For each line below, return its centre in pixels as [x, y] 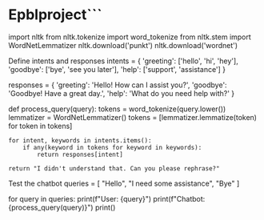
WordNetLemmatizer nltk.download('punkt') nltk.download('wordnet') [123, 45]
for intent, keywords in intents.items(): [80, 140]
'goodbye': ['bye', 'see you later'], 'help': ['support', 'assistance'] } [117, 69]
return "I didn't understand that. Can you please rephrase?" [114, 168]
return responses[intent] [80, 154]
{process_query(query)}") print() [62, 207]
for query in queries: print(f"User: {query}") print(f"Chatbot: [107, 198]
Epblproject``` [55, 15]
